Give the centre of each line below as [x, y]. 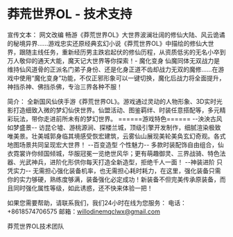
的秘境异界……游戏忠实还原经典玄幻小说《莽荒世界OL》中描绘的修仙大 [107, 43]
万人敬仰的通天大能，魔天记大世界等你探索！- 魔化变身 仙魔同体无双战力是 [114, 60]
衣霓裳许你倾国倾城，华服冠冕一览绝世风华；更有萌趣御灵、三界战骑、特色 [113, 153]
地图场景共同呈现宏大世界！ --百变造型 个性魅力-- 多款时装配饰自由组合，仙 [115, 144]
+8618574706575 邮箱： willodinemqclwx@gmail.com [84, 211]
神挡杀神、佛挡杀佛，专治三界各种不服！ [65, 87]
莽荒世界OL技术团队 [36, 226]
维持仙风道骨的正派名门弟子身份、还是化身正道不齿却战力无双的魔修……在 [113, 69]
